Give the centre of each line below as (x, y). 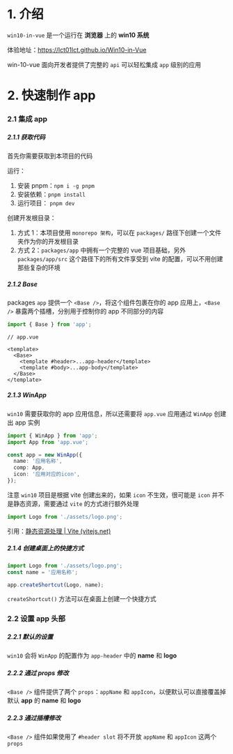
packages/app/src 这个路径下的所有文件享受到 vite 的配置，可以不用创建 (120, 259)
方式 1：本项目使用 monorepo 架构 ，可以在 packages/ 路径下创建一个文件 (119, 233)
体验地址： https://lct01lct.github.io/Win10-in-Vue (77, 50)
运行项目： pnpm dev (46, 203)
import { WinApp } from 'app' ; (53, 436)
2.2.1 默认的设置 (30, 637)
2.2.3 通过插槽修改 (34, 718)
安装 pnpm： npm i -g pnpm (56, 186)
